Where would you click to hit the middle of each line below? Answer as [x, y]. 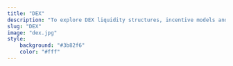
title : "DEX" [26, 13]
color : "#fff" [40, 52]
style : [17, 39]
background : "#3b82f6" [52, 45]
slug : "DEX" [24, 26]
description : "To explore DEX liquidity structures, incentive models [111, 20]
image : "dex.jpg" [32, 33]
